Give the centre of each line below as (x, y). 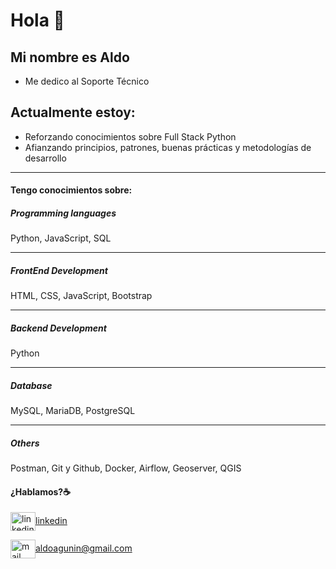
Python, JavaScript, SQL (61, 238)
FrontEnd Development (59, 270)
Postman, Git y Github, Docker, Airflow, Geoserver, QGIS (126, 468)
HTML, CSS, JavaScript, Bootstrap (81, 296)
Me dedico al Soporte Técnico (87, 81)
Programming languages (63, 213)
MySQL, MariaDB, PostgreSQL (73, 411)
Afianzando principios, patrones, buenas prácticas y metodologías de (168, 147)
